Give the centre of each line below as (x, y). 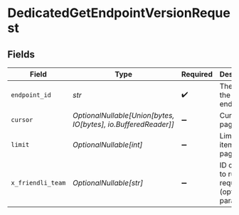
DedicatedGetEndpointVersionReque (119, 13)
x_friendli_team (38, 183)
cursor (22, 120)
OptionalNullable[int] (107, 145)
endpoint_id (31, 95)
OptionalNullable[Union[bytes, (123, 115)
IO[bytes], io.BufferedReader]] (123, 124)
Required (197, 74)
